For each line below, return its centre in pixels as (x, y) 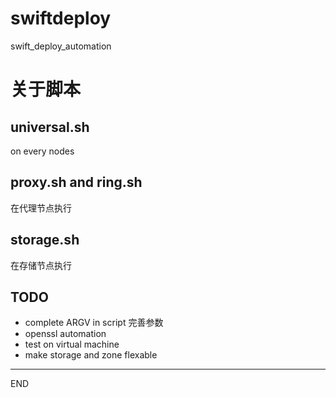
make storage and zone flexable (91, 355)
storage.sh (45, 240)
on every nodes (42, 151)
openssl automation (65, 334)
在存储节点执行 (41, 265)
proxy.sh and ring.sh (76, 182)
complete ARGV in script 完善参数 (94, 323)
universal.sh (50, 127)
